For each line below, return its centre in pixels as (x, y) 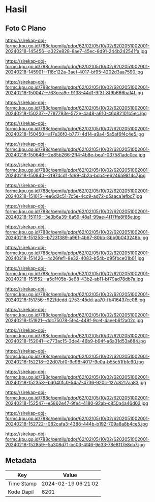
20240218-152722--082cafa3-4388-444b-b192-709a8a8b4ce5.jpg (77, 424)
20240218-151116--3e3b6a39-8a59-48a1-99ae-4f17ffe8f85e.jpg (73, 217)
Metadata (21, 460)
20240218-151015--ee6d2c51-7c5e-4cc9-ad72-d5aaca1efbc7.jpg (74, 196)
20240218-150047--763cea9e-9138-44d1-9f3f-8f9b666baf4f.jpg (74, 93)
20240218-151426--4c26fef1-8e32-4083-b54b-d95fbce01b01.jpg (75, 258)
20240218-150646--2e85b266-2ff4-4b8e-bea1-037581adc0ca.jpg (75, 155)
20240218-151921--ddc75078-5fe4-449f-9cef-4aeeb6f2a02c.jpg (74, 320)
